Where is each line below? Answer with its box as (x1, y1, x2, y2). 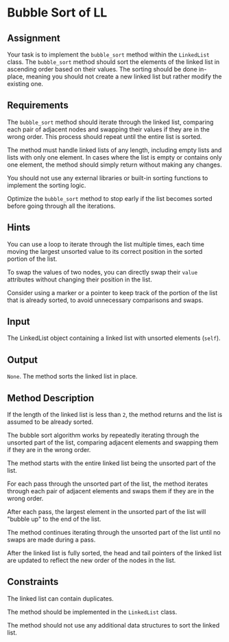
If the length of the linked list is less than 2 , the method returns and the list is (7, 411, 223, 419)
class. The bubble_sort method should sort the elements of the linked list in (7, 58, 220, 66)
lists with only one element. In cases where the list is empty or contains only (7, 153, 222, 161)
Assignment (7, 32, 60, 44)
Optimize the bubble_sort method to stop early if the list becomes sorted (7, 194, 213, 202)
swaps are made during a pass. (7, 535, 96, 544)
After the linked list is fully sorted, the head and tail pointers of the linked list (7, 549, 222, 557)
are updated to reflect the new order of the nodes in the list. (7, 556, 176, 565)
